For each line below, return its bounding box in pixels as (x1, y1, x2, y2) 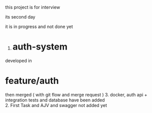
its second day (5, 14, 35, 19)
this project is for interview (5, 4, 60, 10)
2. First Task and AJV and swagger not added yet (5, 102, 107, 108)
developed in (5, 57, 32, 63)
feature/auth (5, 75, 59, 86)
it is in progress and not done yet (5, 23, 73, 29)
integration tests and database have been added (5, 97, 105, 103)
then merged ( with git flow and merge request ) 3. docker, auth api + (5, 91, 147, 97)
